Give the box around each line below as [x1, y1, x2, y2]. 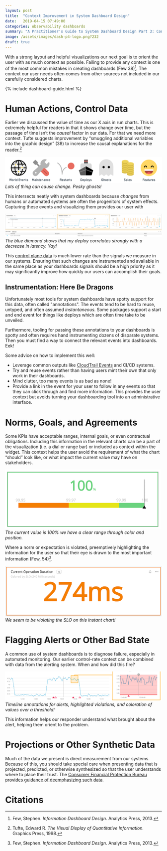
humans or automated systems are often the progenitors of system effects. [5, 198, 159, 204]
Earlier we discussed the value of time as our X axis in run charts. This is [5, 120, 154, 126]
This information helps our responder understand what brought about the [5, 716, 156, 722]
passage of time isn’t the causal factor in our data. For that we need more [5, 130, 156, 136]
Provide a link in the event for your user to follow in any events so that [12, 383, 156, 389]
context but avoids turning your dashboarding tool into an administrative [12, 394, 161, 400]
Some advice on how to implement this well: [5, 352, 95, 358]
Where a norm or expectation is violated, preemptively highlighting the [5, 544, 149, 550]
